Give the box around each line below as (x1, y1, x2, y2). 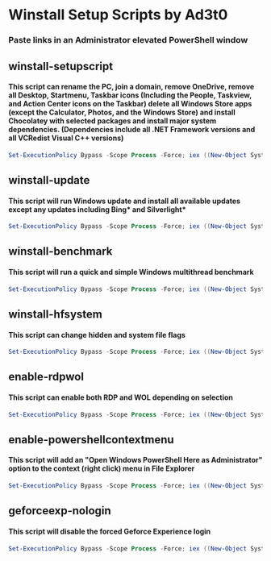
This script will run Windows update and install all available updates (8, 196, 240, 206)
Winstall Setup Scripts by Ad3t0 (8, 6, 228, 24)
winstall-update (8, 173, 90, 187)
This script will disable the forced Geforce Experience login (8, 526, 211, 536)
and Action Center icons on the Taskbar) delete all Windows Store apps (8, 99, 252, 109)
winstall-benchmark (8, 244, 113, 259)
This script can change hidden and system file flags (8, 330, 186, 339)
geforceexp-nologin (8, 504, 111, 517)
